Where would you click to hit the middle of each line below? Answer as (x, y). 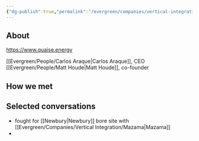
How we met (30, 86)
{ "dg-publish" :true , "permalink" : (47, 12)
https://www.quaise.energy (39, 50)
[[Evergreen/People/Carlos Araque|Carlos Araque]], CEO (76, 61)
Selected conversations (51, 106)
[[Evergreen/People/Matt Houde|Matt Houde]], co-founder (78, 68)
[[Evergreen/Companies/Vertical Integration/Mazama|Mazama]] (92, 127)
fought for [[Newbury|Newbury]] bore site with (72, 121)
